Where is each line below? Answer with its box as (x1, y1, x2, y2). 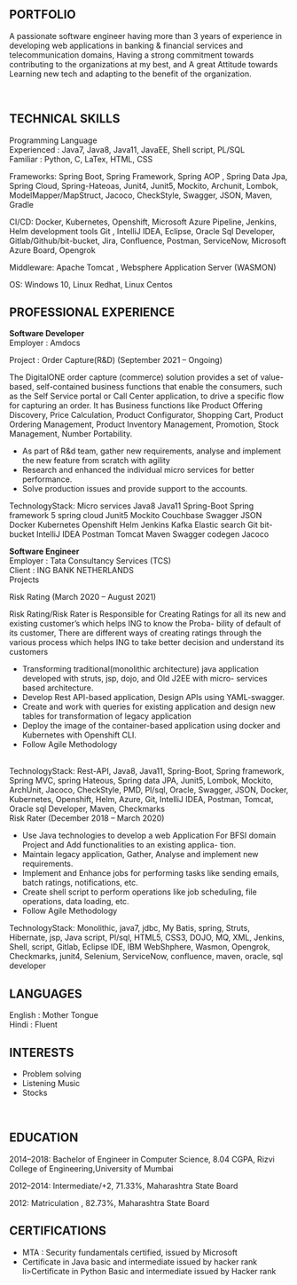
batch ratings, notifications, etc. (21, 878, 139, 888)
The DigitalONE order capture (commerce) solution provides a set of (9, 372, 259, 382)
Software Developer (9, 328, 85, 339)
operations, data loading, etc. (21, 896, 130, 907)
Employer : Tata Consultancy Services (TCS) (9, 556, 171, 566)
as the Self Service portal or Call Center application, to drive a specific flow (9, 390, 285, 402)
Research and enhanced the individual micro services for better (21, 465, 254, 476)
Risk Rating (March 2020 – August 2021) (9, 592, 157, 603)
